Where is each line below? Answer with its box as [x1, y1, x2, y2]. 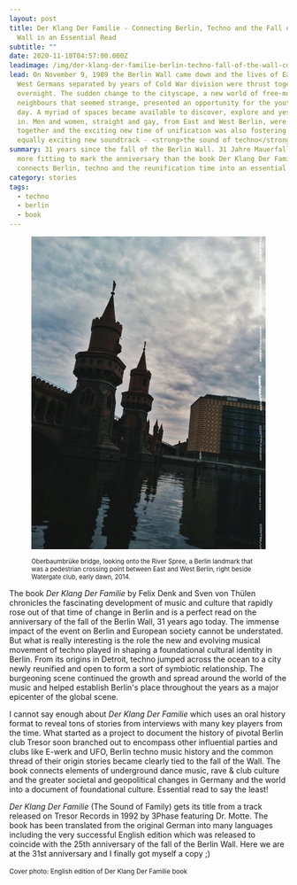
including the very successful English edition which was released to [9, 829, 256, 840]
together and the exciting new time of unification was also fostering [17, 127, 287, 136]
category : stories [9, 173, 77, 182]
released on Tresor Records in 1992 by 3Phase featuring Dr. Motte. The [9, 811, 269, 821]
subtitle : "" [9, 43, 57, 51]
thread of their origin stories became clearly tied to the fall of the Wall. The [9, 756, 281, 766]
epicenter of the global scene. [9, 691, 119, 702]
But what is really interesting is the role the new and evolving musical [9, 634, 261, 646]
